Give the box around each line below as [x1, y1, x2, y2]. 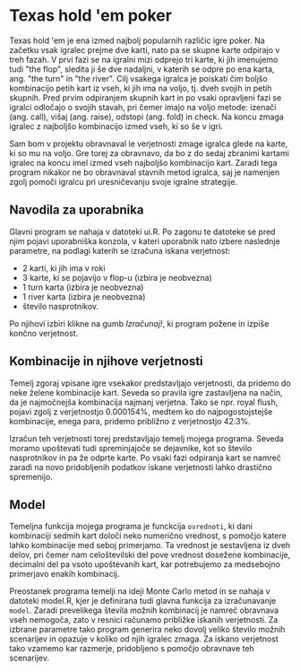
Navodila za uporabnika [9, 203, 144, 218]
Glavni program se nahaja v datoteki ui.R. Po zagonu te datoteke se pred [9, 226, 276, 237]
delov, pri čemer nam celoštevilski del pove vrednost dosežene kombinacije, [9, 549, 291, 561]
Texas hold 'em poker [9, 5, 173, 26]
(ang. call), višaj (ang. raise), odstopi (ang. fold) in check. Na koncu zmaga [9, 111, 284, 122]
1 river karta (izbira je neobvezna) [21, 291, 146, 301]
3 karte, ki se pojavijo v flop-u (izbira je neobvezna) [21, 272, 212, 283]
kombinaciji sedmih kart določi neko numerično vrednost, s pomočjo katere [9, 530, 287, 541]
